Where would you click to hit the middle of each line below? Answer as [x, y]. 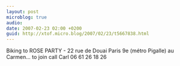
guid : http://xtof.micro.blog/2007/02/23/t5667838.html [78, 34]
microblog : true [26, 17]
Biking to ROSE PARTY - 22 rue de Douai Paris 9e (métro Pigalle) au [90, 51]
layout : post [23, 12]
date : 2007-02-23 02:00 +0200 [44, 28]
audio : [14, 23]
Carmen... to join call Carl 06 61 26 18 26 [57, 57]
